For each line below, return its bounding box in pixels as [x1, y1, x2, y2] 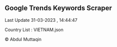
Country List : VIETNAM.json [4, 27, 63, 33]
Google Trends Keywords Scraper [4, 4, 112, 12]
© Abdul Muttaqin [4, 36, 42, 42]
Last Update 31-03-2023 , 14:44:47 [4, 17, 78, 23]
